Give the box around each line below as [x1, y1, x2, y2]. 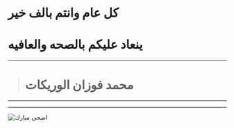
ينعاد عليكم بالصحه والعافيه [8, 37, 143, 53]
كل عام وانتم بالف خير [8, 5, 119, 21]
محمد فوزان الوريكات [24, 77, 134, 93]
